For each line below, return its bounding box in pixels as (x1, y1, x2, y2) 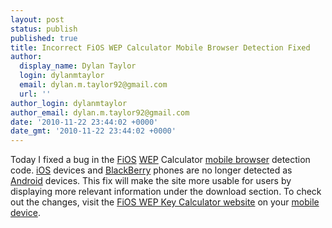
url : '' (19, 89, 52, 99)
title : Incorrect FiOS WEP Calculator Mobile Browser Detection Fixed (10, 42, 311, 53)
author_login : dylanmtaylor (10, 98, 128, 108)
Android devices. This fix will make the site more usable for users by (10, 175, 292, 187)
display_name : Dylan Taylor (19, 61, 137, 71)
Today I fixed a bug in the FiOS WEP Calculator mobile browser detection (10, 154, 311, 166)
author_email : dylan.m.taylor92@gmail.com (10, 107, 190, 118)
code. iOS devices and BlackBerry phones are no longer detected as (10, 164, 293, 176)
